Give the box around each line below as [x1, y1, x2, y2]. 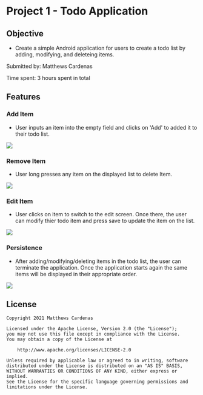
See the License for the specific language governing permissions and [6, 379, 188, 385]
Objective [6, 28, 44, 39]
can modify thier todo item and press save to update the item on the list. [15, 217, 195, 225]
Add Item [6, 110, 34, 119]
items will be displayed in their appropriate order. [15, 270, 138, 277]
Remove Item [6, 156, 46, 165]
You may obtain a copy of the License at [6, 336, 113, 343]
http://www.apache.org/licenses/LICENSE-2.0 [17, 347, 131, 353]
